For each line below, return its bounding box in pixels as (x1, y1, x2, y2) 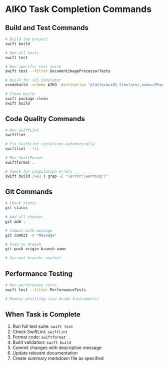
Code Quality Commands (5, 115, 85, 123)
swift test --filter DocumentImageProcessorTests (5, 69, 111, 74)
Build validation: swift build (12, 339, 71, 345)
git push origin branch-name (5, 246, 66, 251)
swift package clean (5, 96, 48, 101)
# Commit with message (5, 228, 52, 233)
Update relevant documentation (12, 350, 78, 356)
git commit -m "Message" (5, 233, 57, 238)
